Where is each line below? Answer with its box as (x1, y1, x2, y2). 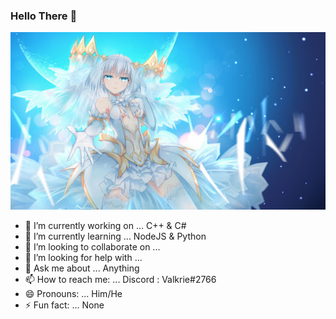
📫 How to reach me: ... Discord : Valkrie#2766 (24, 273, 217, 285)
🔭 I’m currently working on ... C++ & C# (24, 219, 187, 231)
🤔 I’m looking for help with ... (24, 251, 143, 263)
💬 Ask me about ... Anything (24, 262, 140, 274)
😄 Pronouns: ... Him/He (24, 287, 123, 299)
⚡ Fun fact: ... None (24, 299, 105, 311)
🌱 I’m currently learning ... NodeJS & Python (24, 230, 207, 242)
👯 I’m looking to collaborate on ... (24, 240, 161, 253)
